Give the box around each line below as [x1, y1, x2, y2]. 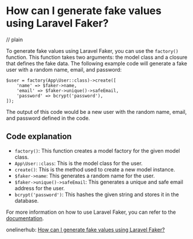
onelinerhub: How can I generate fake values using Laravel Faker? [6, 226, 165, 233]
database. [14, 197, 39, 204]
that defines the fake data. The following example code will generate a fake [6, 60, 187, 67]
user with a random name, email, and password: [6, 66, 122, 73]
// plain [6, 36, 23, 43]
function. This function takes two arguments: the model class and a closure [6, 53, 188, 60]
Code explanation [6, 132, 72, 142]
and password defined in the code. [6, 115, 91, 122]
